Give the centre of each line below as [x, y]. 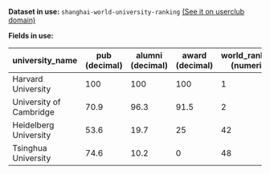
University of [37, 102]
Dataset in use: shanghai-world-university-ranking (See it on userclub [127, 12]
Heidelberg [33, 125]
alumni [149, 55]
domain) [22, 20]
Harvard [28, 79]
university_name [45, 61]
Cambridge [33, 112]
